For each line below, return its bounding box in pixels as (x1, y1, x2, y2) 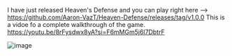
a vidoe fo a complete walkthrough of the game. (7, 21, 145, 28)
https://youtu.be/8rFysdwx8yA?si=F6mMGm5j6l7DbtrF (7, 28, 166, 36)
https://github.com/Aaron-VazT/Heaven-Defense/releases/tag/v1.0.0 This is (7, 13, 225, 21)
